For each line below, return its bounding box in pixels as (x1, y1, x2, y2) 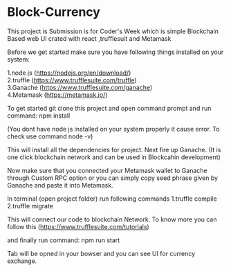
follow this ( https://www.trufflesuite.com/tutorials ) (7, 222, 150, 230)
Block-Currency (7, 4, 100, 20)
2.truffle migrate (7, 201, 53, 210)
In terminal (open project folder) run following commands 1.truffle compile (7, 194, 217, 203)
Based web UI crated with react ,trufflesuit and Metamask (7, 34, 172, 42)
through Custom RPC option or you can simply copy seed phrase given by (7, 174, 219, 182)
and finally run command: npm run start (7, 236, 120, 244)
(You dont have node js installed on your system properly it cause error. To (7, 125, 220, 133)
